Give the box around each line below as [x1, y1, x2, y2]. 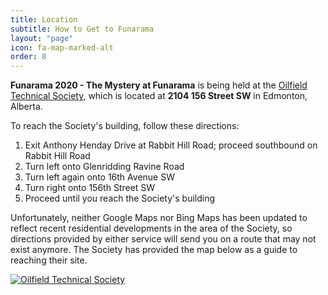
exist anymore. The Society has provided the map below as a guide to [10, 244, 298, 256]
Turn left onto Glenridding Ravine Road [24, 161, 185, 173]
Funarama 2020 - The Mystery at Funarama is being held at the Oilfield [10, 79, 308, 91]
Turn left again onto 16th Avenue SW [24, 171, 175, 183]
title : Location [10, 14, 78, 25]
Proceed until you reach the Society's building [24, 192, 216, 205]
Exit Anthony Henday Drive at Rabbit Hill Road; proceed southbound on [24, 139, 318, 151]
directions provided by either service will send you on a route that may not [10, 233, 317, 245]
